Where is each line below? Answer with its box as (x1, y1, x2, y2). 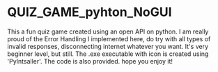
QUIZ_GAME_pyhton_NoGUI (7, 4, 172, 20)
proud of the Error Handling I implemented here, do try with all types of (7, 34, 211, 43)
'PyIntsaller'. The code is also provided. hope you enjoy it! (7, 57, 173, 65)
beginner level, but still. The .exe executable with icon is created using (7, 50, 209, 58)
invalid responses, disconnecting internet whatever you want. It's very (7, 42, 209, 50)
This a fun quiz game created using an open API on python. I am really (7, 27, 209, 36)
